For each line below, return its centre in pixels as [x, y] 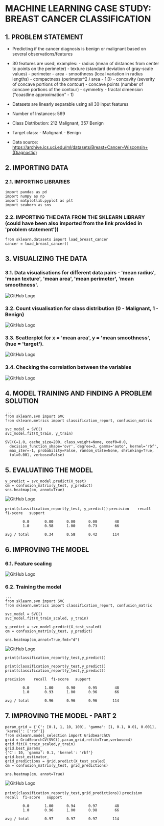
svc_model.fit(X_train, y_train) [39, 434]
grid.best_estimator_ [27, 757]
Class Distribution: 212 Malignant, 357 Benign [58, 123]
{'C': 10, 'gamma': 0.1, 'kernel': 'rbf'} [49, 753]
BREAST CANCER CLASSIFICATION [78, 19]
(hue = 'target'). [24, 344]
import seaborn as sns [28, 205]
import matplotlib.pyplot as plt [39, 201]
